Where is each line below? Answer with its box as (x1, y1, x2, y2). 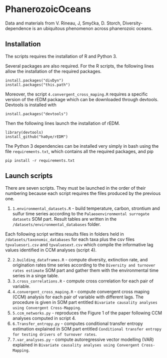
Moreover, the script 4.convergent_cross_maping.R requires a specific (5, 91, 148, 97)
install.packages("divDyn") (5, 78, 64, 83)
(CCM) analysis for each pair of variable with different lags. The (12, 294, 144, 300)
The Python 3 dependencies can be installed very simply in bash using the (5, 143, 159, 149)
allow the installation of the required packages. (5, 68, 101, 74)
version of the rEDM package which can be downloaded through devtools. (5, 96, 158, 102)
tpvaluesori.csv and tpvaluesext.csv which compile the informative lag (5, 241, 153, 247)
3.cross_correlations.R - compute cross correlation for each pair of (12, 278, 154, 284)
